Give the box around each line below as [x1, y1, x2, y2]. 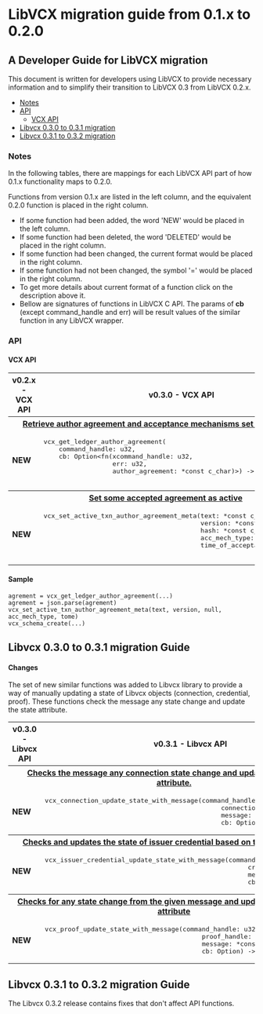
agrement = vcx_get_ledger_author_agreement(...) [8, 591, 174, 600]
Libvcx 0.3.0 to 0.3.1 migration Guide [8, 641, 190, 654]
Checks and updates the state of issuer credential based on [22, 836, 251, 847]
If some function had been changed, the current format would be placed [19, 249, 253, 258]
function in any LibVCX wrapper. [19, 316, 124, 325]
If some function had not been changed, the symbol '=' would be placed [19, 265, 253, 276]
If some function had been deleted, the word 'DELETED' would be [19, 232, 232, 242]
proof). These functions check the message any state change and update [8, 697, 245, 706]
